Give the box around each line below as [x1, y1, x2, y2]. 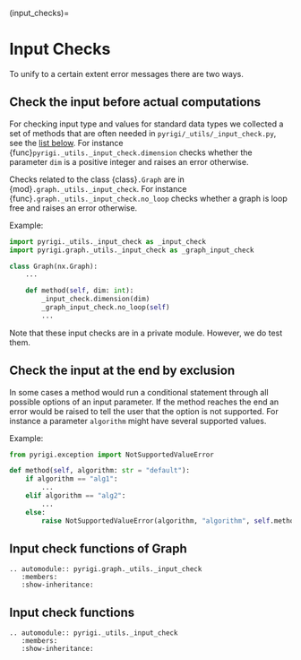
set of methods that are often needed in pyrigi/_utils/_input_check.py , [9, 127, 277, 138]
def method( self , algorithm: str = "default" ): [9, 466, 191, 475]
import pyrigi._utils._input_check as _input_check [9, 237, 206, 246]
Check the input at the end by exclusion [9, 363, 236, 378]
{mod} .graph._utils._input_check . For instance [9, 183, 187, 194]
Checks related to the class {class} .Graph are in [9, 174, 185, 185]
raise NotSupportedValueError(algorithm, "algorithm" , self [41, 516, 271, 525]
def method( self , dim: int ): [25, 286, 134, 295]
